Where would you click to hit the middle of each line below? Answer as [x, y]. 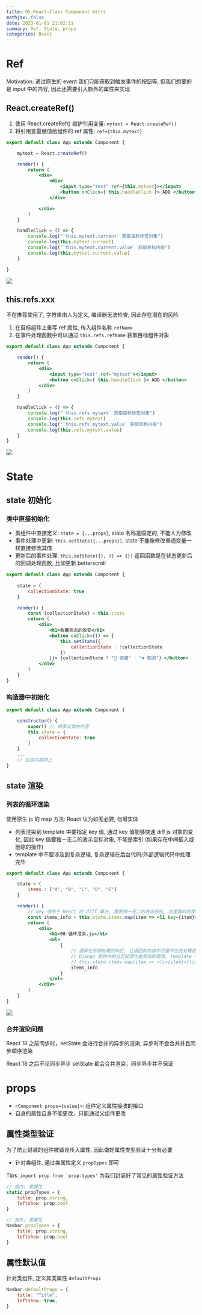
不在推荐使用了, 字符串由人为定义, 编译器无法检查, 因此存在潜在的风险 [92, 315]
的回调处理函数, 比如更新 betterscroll [60, 563]
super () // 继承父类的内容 [58, 726]
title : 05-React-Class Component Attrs [56, 12]
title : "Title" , [38, 1295]
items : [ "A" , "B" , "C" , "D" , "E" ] [72, 890]
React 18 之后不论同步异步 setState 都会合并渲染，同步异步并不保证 [90, 1064]
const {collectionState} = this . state [76, 614]
